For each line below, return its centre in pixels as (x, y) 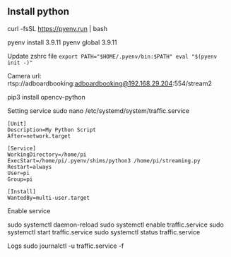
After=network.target (39, 136)
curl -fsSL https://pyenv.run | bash (58, 28)
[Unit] (17, 124)
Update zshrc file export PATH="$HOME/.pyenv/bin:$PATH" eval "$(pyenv (112, 56)
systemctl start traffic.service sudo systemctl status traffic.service (104, 232)
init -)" (20, 63)
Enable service (29, 210)
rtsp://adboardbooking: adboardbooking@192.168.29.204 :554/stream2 (109, 83)
